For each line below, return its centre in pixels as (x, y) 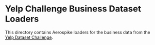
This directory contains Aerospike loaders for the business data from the (78, 32)
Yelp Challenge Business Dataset (73, 9)
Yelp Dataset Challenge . (29, 37)
